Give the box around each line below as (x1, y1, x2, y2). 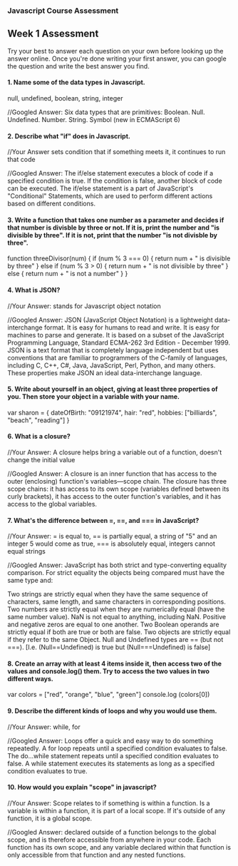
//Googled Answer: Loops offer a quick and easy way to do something (7, 736, 214, 745)
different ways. (7, 674, 53, 683)
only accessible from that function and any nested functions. (7, 850, 186, 859)
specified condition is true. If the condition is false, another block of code (7, 177, 222, 185)
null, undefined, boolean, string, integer (7, 93, 123, 102)
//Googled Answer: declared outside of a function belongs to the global (7, 827, 217, 836)
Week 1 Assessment (7, 28, 99, 40)
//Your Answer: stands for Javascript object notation (7, 302, 162, 310)
